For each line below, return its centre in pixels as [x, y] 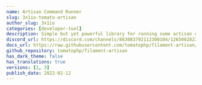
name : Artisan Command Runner [44, 12]
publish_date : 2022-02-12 [38, 73]
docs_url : [19, 45]
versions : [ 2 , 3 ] [28, 67]
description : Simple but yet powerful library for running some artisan [99, 34]
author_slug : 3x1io [31, 23]
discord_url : [23, 40]
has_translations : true [36, 62]
